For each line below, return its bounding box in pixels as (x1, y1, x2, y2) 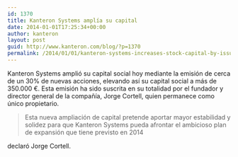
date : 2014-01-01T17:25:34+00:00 (7, 23, 106, 30)
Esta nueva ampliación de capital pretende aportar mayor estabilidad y (24, 112, 231, 121)
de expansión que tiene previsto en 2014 (24, 128, 144, 136)
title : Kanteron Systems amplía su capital (7, 17, 138, 24)
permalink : (7, 50, 40, 57)
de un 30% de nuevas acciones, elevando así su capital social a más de (7, 76, 217, 85)
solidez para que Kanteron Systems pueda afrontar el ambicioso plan (24, 120, 227, 129)
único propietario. (7, 99, 59, 107)
